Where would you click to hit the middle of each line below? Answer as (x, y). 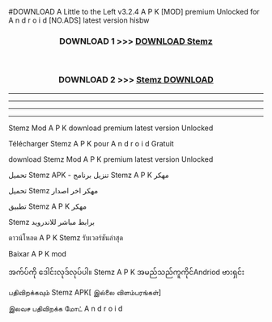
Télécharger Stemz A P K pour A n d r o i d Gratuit (91, 143)
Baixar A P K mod (38, 253)
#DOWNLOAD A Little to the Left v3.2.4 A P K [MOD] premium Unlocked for (134, 12)
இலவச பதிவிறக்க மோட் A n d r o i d (66, 308)
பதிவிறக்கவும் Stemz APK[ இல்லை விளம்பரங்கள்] (85, 292)
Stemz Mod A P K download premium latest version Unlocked (111, 128)
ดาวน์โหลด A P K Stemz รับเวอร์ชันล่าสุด (66, 237)
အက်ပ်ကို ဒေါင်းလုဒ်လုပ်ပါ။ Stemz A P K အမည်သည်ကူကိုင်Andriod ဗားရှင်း (127, 272)
